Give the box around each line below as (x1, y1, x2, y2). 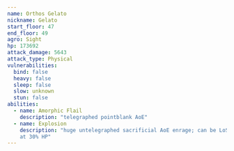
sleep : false (13, 81, 52, 88)
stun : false (13, 95, 49, 102)
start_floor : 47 (7, 23, 54, 30)
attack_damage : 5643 (7, 49, 68, 56)
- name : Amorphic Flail (13, 107, 82, 114)
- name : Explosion (13, 120, 68, 127)
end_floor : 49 (7, 29, 49, 37)
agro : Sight (7, 36, 42, 43)
